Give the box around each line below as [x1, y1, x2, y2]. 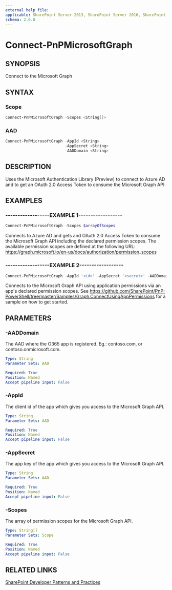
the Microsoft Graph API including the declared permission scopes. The [5, 238, 156, 244]
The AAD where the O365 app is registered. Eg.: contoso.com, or [5, 341, 143, 347]
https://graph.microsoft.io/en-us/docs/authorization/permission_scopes [5, 249, 157, 255]
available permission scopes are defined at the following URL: [5, 243, 136, 250]
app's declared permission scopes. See [5, 288, 89, 294]
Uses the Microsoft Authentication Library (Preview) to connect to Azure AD [5, 176, 165, 182]
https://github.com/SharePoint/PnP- [89, 288, 165, 294]
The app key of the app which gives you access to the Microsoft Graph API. [5, 461, 165, 467]
